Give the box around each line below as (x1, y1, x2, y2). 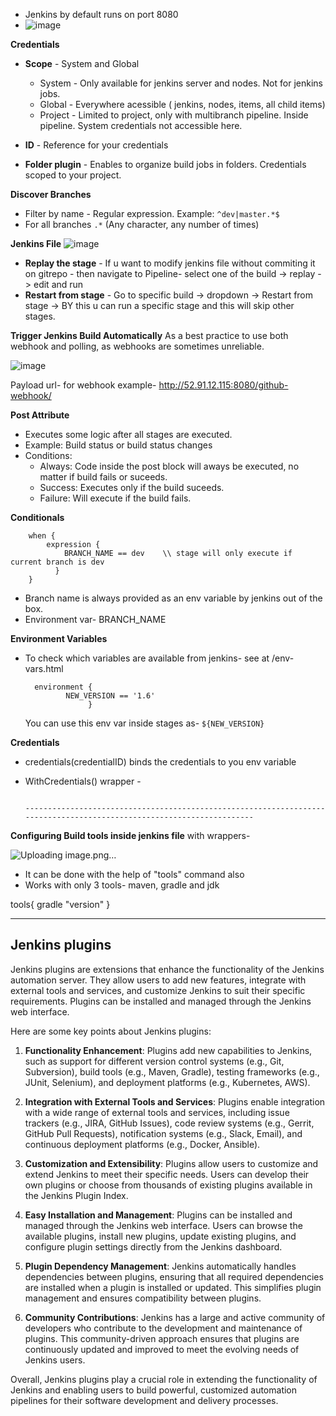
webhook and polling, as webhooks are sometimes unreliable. (10, 340, 265, 352)
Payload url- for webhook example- (10, 379, 157, 391)
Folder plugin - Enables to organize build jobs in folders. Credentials (24, 159, 307, 170)
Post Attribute (10, 409, 70, 421)
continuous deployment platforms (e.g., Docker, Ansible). (24, 1138, 261, 1150)
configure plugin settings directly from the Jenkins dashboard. (24, 1240, 283, 1253)
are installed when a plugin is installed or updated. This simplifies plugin (24, 1281, 322, 1293)
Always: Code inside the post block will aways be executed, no (39, 460, 300, 472)
